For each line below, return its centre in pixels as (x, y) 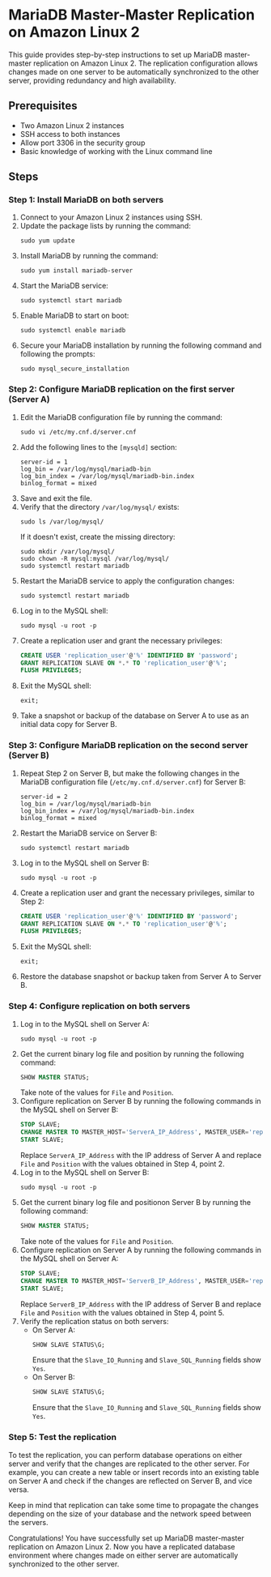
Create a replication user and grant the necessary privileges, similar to (137, 892)
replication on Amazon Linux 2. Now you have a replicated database (122, 1546)
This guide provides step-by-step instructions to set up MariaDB (115, 54)
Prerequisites (43, 106)
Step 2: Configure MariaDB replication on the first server (122, 389)
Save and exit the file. (56, 498)
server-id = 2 (44, 797)
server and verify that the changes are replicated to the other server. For (129, 1464)
